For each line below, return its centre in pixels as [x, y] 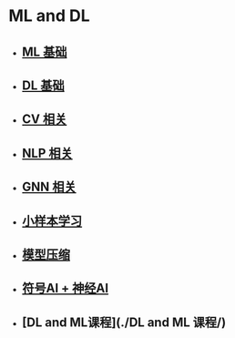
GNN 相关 [49, 187]
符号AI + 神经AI [65, 288]
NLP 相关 [47, 153]
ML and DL [49, 16]
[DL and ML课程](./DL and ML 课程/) [124, 322]
